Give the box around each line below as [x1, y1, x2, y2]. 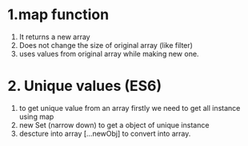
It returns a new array [18, 32, 90, 41]
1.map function [7, 6, 110, 24]
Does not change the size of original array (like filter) [18, 40, 194, 49]
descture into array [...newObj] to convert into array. [18, 128, 191, 138]
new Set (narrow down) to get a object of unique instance [18, 120, 210, 129]
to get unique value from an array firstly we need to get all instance [18, 103, 241, 112]
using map [18, 112, 54, 121]
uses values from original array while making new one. [18, 49, 199, 58]
